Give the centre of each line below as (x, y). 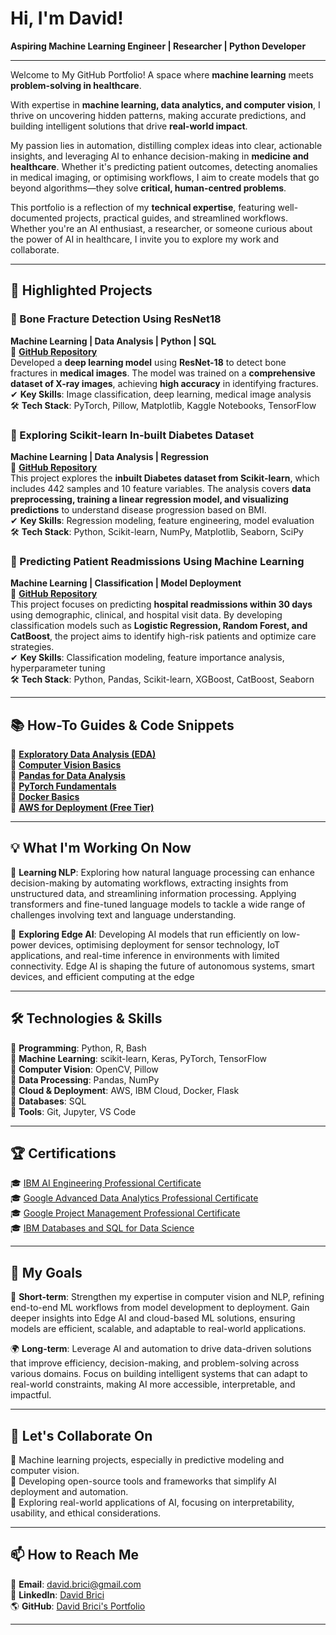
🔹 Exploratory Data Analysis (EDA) (83, 754)
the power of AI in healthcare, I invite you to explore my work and (144, 239)
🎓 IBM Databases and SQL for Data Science (102, 1228)
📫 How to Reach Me (74, 1555)
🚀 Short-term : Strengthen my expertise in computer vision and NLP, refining (167, 1297)
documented (36, 218)
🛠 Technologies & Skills (86, 1018)
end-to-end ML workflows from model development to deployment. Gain (160, 1308)
